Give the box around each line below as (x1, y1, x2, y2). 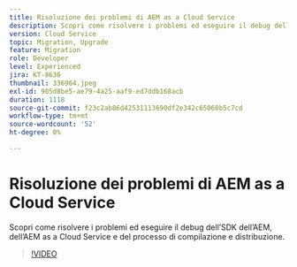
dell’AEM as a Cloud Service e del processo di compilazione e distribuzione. (9, 231, 286, 241)
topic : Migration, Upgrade (9, 37, 109, 47)
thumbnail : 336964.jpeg (9, 79, 97, 88)
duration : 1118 (9, 95, 65, 104)
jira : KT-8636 (9, 71, 62, 80)
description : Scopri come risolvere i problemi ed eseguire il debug (9, 21, 271, 30)
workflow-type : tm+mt (9, 111, 89, 120)
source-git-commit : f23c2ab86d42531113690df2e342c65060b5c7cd (9, 103, 243, 112)
